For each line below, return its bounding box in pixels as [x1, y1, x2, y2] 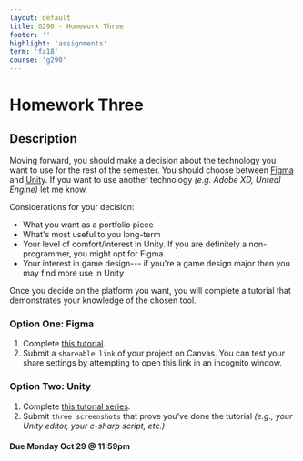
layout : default [9, 13, 71, 23]
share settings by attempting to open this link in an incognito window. [22, 357, 282, 368]
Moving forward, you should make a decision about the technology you [9, 155, 277, 165]
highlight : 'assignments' [9, 38, 107, 48]
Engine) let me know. [9, 184, 88, 195]
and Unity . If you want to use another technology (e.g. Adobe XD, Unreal [9, 175, 281, 185]
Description [9, 131, 77, 146]
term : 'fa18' [9, 47, 59, 56]
